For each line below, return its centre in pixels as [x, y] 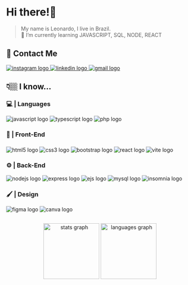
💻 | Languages [28, 104]
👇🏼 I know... [29, 87]
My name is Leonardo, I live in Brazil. [66, 29]
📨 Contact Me [32, 54]
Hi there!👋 [31, 12]
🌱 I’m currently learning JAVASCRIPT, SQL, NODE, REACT [91, 35]
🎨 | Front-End [26, 134]
